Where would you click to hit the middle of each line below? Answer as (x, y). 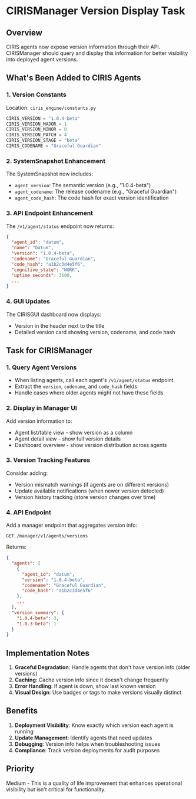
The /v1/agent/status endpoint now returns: (60, 226)
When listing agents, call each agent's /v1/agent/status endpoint (94, 380)
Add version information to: (39, 421)
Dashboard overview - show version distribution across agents (91, 445)
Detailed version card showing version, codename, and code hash (95, 332)
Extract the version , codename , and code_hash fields (76, 387)
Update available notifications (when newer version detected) (89, 491)
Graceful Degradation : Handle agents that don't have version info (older (102, 667)
